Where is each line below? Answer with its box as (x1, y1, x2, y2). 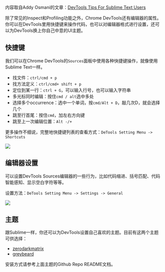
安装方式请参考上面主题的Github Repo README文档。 (5, 261, 116, 267)
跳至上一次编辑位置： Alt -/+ (12, 118, 72, 124)
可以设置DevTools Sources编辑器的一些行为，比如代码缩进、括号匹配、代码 (5, 173, 161, 179)
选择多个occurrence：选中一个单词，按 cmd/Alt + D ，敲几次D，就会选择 (12, 99, 161, 105)
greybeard (12, 251, 34, 257)
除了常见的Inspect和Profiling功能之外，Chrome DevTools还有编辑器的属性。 (5, 15, 162, 21)
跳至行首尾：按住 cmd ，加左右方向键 (12, 112, 85, 118)
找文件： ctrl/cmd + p (12, 74, 57, 80)
